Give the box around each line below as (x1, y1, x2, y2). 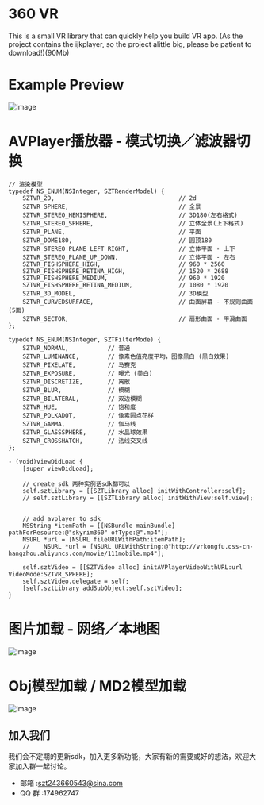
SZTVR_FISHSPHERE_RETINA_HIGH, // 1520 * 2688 (22, 267, 228, 275)
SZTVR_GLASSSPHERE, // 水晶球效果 (22, 428, 148, 437)
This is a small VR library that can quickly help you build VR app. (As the (8, 31, 243, 40)
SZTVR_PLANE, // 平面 (22, 228, 201, 236)
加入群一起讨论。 (14, 761, 71, 771)
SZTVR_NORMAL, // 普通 (22, 344, 131, 352)
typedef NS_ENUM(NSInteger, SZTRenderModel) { (8, 187, 165, 195)
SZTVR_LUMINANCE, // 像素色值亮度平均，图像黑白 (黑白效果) (22, 352, 230, 360)
